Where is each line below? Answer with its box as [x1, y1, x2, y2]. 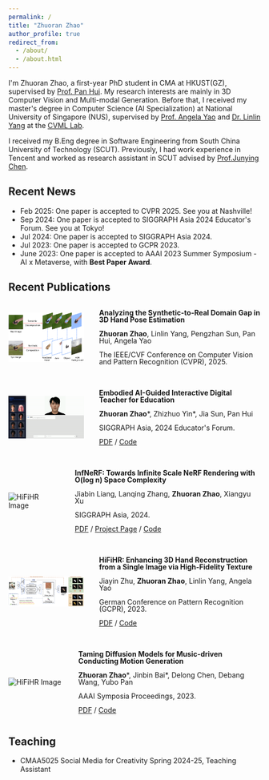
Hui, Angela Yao [98, 336, 152, 345]
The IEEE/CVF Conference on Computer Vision [98, 349, 254, 360]
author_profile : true [8, 30, 81, 38]
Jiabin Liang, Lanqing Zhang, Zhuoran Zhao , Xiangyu [74, 489, 251, 498]
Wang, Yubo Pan [78, 677, 134, 686]
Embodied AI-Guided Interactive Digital [98, 388, 232, 397]
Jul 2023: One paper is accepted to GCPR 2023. [19, 240, 180, 250]
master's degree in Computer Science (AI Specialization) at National [8, 104, 233, 113]
